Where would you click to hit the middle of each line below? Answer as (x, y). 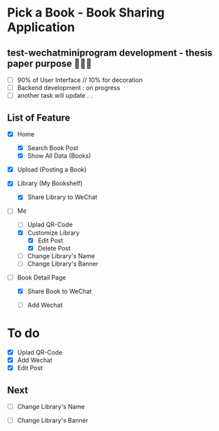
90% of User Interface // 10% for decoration (80, 80)
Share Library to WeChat (62, 197)
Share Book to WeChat (60, 291)
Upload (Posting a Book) (52, 169)
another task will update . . (55, 96)
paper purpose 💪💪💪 (50, 63)
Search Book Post (53, 148)
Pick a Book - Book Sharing (86, 13)
